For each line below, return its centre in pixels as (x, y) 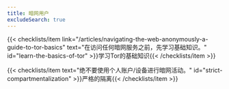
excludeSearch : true (37, 20)
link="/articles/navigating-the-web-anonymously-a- (135, 39)
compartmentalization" (39, 78)
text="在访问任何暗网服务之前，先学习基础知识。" (137, 47)
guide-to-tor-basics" (36, 47)
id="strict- (208, 70)
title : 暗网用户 (28, 13)
